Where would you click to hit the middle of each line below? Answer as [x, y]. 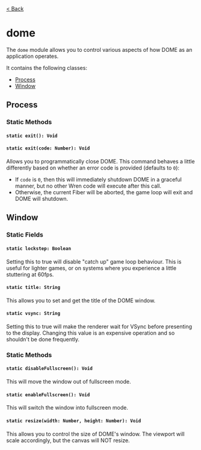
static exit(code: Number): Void [48, 148]
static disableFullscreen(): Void [50, 369]
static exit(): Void [32, 136]
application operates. [32, 56]
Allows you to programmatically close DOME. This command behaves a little [100, 162]
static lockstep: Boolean [39, 249]
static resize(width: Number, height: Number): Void [74, 421]
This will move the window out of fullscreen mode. [69, 382]
